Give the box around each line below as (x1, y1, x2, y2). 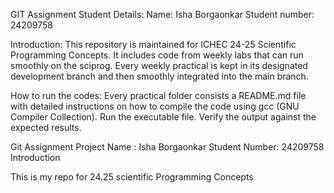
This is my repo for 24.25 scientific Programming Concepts (10, 171, 254, 183)
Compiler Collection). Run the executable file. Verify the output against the (10, 111, 317, 123)
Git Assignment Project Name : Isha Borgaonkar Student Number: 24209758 (10, 141, 325, 153)
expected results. (10, 122, 82, 133)
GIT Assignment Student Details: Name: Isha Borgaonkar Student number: (10, 9, 315, 20)
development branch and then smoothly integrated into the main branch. (10, 70, 309, 82)
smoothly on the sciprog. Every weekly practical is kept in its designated (10, 60, 308, 71)
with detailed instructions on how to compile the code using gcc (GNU (10, 100, 300, 112)
